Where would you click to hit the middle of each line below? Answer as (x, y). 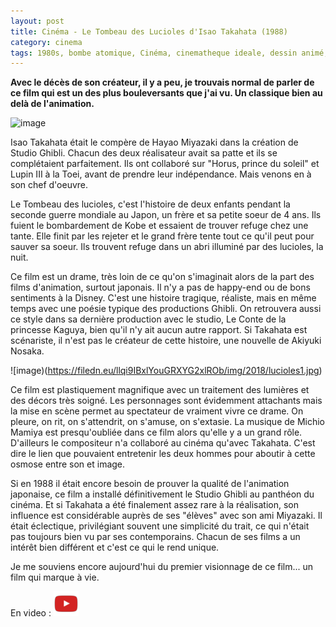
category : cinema (46, 42)
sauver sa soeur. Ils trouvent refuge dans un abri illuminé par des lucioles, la (167, 247)
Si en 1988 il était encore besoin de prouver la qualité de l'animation (150, 484)
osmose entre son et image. (68, 464)
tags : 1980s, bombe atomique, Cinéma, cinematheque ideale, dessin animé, (169, 53)
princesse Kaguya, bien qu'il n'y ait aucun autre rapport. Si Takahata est (159, 330)
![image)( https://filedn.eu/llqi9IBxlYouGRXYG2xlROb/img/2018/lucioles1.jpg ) (166, 371)
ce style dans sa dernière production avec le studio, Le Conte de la (148, 319)
